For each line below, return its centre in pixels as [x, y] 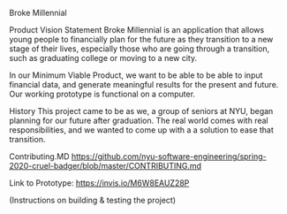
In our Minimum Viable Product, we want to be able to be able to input [136, 75]
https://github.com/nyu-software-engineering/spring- [169, 157]
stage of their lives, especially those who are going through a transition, [140, 49]
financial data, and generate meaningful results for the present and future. [144, 84]
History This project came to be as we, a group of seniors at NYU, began [141, 111]
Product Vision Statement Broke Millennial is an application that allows [137, 30]
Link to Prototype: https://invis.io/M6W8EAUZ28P [99, 183]
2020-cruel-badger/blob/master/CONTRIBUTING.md [105, 166]
